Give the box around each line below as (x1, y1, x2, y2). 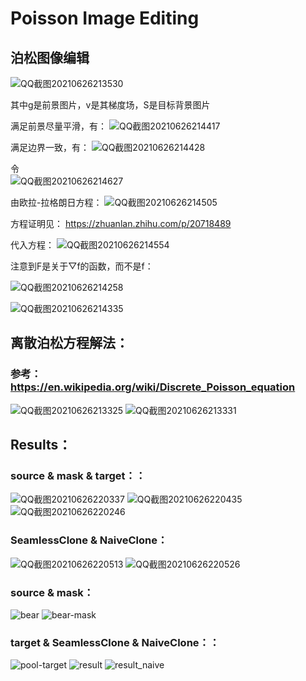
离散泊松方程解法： (10, 335, 129, 352)
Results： (10, 437, 72, 454)
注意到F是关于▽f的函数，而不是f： (10, 260, 154, 272)
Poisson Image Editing (10, 7, 200, 30)
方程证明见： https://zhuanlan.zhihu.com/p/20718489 (10, 218, 232, 229)
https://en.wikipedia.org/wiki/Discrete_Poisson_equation (10, 380, 296, 394)
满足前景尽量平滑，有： (10, 120, 107, 132)
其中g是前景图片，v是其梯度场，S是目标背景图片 (10, 99, 211, 111)
